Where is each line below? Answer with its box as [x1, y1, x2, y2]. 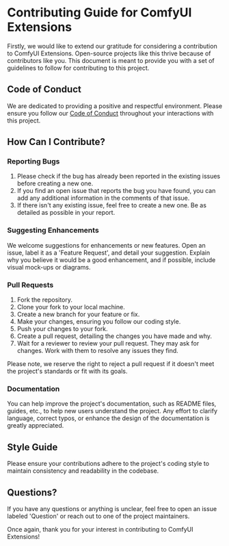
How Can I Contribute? [7, 136, 106, 148]
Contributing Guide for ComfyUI [7, 5, 192, 21]
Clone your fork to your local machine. [16, 303, 125, 311]
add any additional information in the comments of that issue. [16, 194, 190, 203]
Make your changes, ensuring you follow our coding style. [16, 317, 181, 326]
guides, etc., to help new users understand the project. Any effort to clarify [7, 407, 217, 415]
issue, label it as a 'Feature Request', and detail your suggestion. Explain [7, 248, 211, 257]
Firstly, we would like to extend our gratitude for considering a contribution [7, 42, 217, 50]
